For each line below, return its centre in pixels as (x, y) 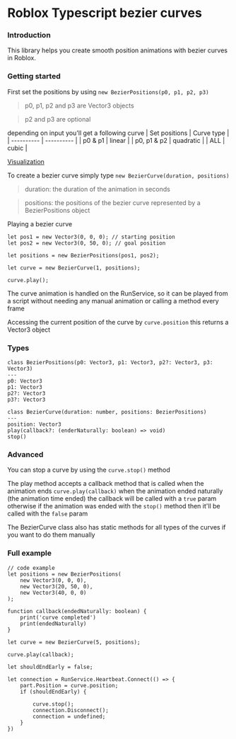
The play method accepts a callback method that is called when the (106, 484)
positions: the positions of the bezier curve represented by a (113, 202)
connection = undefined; (69, 716)
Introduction (29, 35)
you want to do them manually (51, 535)
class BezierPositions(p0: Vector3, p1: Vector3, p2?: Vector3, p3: (110, 363)
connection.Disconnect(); (71, 710)
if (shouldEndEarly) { (53, 692)
